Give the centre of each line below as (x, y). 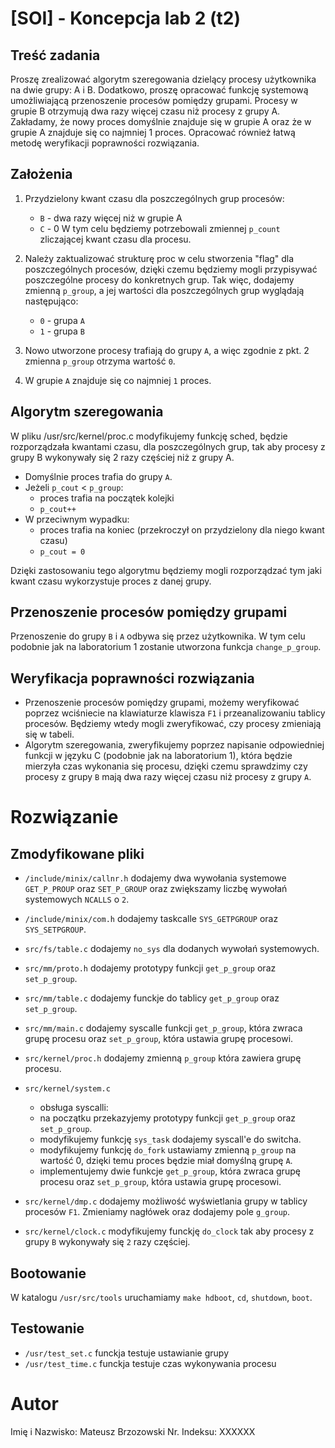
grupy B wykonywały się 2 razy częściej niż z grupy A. (122, 457)
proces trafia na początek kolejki (107, 498)
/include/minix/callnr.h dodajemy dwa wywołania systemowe (155, 878)
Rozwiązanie (64, 817)
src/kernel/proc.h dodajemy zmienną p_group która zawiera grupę (163, 1058)
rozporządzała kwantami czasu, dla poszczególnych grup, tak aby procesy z (168, 446)
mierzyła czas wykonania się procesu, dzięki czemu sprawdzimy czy (166, 766)
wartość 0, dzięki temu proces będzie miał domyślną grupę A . (166, 1161)
